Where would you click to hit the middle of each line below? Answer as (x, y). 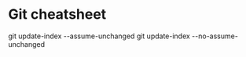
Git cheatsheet (57, 14)
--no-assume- (215, 36)
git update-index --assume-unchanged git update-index (99, 36)
